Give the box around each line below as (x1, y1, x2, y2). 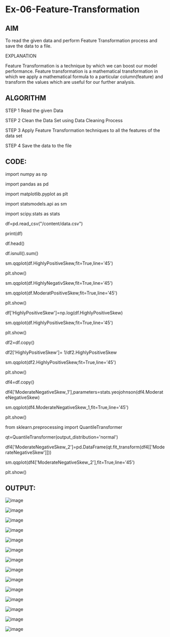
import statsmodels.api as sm (5, 200, 67, 207)
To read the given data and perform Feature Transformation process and (5, 37, 158, 43)
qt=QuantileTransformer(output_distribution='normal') (5, 434, 119, 440)
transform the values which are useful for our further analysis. (5, 79, 135, 85)
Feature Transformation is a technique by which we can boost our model (5, 63, 158, 69)
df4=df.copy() (5, 379, 35, 385)
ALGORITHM (5, 94, 46, 103)
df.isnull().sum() (5, 250, 39, 256)
